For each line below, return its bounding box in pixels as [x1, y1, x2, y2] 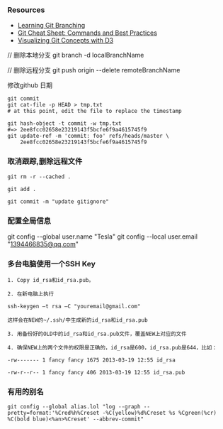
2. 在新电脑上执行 [7, 290, 55, 298]
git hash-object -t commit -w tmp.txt [7, 120, 122, 127]
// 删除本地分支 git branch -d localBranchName [7, 51, 144, 60]
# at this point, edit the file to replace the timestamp [7, 108, 182, 115]
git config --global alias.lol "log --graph [7, 403, 141, 411]
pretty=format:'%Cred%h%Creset [7, 410, 100, 417]
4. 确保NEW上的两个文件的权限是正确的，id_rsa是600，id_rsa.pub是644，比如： [7, 344, 217, 352]
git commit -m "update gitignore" [7, 197, 110, 205]
